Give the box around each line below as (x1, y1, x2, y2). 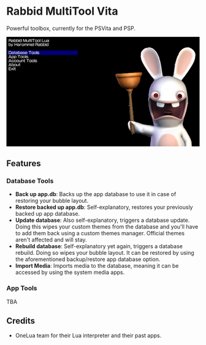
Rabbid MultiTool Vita (6, 4, 118, 18)
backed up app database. (15, 210, 80, 218)
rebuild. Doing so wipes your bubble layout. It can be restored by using (15, 249, 194, 257)
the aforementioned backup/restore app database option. (15, 256, 161, 263)
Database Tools (6, 176, 54, 185)
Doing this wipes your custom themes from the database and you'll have (15, 223, 199, 230)
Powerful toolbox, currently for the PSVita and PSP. (6, 25, 136, 32)
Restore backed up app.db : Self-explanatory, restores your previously (15, 203, 193, 211)
